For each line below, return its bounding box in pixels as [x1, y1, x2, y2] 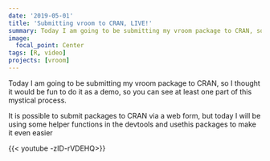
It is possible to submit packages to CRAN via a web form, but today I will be [8, 111, 261, 120]
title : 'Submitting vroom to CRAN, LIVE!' [8, 19, 153, 27]
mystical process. [8, 95, 67, 105]
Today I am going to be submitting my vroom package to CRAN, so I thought [8, 78, 261, 88]
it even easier [8, 127, 54, 137]
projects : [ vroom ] [8, 57, 70, 65]
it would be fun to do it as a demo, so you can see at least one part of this [8, 87, 252, 96]
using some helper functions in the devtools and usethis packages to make [8, 119, 257, 129]
